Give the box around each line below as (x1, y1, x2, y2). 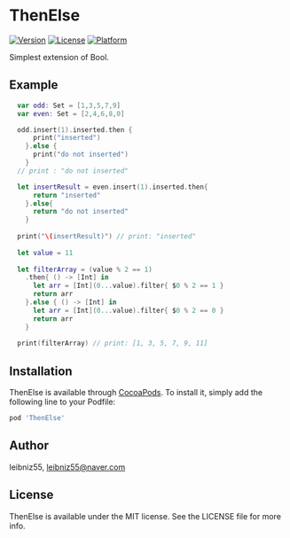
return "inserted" (32, 191, 101, 199)
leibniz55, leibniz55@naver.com (9, 462, 126, 472)
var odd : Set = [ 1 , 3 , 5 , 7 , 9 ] (17, 101, 121, 110)
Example (9, 77, 59, 93)
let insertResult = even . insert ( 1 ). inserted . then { (17, 183, 208, 191)
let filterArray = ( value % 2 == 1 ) (17, 265, 153, 274)
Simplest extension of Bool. (9, 51, 109, 62)
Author (9, 438, 49, 453)
